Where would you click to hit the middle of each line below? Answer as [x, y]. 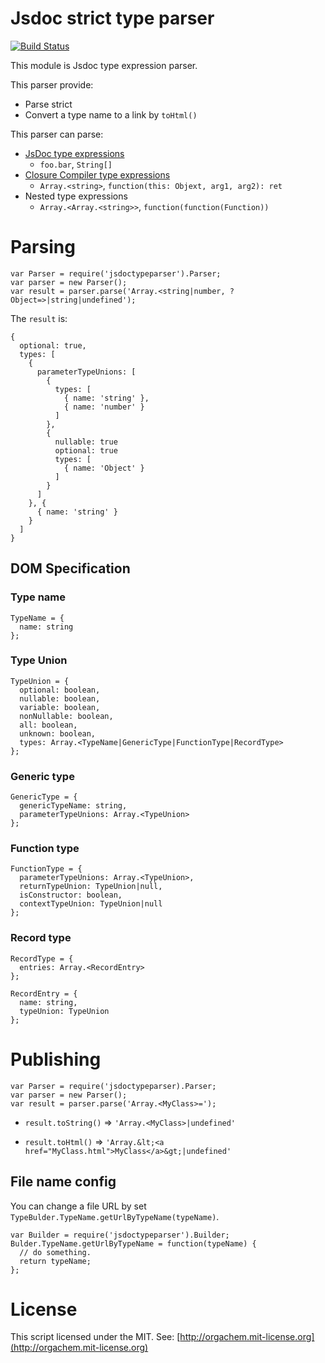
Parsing [43, 247]
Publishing [56, 1059]
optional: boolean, [60, 690]
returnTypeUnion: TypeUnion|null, [91, 887]
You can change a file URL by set [78, 1206]
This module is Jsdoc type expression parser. [104, 65]
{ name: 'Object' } [104, 468]
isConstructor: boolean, [71, 895]
